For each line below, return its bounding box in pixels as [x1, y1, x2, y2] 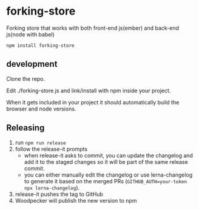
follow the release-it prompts [15, 145, 88, 152]
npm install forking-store [6, 42, 75, 49]
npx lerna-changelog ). [24, 184, 80, 191]
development [6, 59, 58, 69]
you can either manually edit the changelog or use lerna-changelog [24, 171, 193, 178]
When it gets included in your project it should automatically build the [6, 98, 180, 106]
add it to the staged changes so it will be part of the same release [24, 158, 188, 165]
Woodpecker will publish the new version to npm [15, 197, 137, 204]
